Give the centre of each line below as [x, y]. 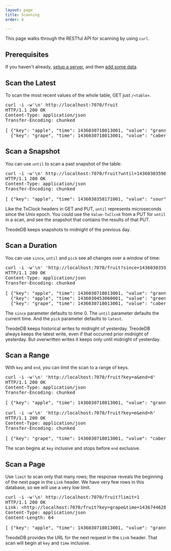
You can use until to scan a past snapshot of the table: [64, 163]
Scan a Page [25, 464]
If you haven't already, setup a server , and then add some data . [72, 67]
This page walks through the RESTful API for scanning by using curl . [77, 38]
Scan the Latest [31, 83]
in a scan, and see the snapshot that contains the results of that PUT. [78, 220]
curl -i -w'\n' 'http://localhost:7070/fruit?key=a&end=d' [81, 377]
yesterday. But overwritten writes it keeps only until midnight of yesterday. [83, 339]
